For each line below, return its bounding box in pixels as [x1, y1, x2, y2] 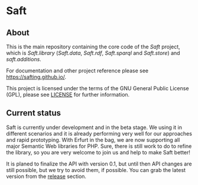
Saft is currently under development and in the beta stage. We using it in [6, 124, 182, 131]
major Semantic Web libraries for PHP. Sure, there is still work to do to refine [6, 143, 192, 150]
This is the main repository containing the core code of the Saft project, [6, 43, 180, 50]
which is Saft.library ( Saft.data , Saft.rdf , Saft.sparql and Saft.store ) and [6, 49, 180, 57]
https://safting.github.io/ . [6, 74, 67, 80]
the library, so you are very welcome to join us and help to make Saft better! [6, 148, 191, 156]
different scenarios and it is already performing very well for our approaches [6, 130, 192, 137]
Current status [6, 108, 61, 118]
